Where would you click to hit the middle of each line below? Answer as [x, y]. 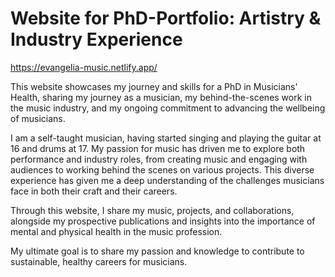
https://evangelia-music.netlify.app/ [84, 67]
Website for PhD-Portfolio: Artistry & [166, 18]
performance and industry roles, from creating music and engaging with [159, 159]
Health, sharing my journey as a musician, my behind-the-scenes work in [161, 97]
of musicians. [38, 118]
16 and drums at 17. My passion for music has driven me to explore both [158, 148]
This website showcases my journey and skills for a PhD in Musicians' [154, 86]
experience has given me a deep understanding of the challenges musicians [167, 180]
